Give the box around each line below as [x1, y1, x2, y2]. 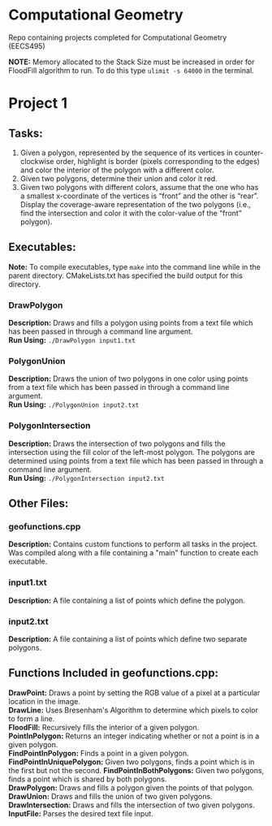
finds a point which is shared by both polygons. [8, 774, 167, 784]
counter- [234, 148, 264, 158]
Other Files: [8, 497, 69, 511]
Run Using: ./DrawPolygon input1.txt [8, 335, 136, 345]
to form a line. [8, 713, 55, 724]
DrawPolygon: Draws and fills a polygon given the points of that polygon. [8, 782, 254, 793]
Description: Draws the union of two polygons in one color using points [8, 374, 248, 383]
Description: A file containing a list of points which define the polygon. [8, 595, 246, 605]
